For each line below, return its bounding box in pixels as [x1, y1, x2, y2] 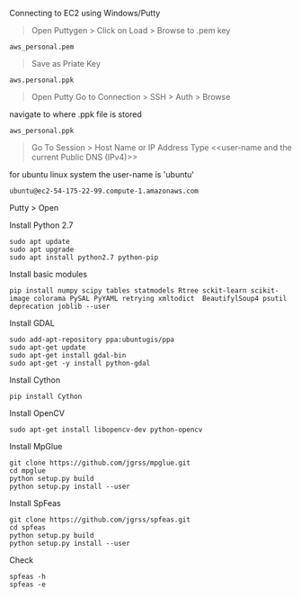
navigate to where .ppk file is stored [9, 109, 142, 120]
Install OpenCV [9, 408, 66, 418]
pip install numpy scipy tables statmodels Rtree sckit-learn [9, 286, 247, 295]
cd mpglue [9, 467, 47, 476]
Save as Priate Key [31, 59, 102, 68]
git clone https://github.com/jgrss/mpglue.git [9, 458, 191, 467]
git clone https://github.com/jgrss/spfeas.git [9, 515, 191, 524]
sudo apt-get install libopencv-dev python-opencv [9, 425, 203, 434]
